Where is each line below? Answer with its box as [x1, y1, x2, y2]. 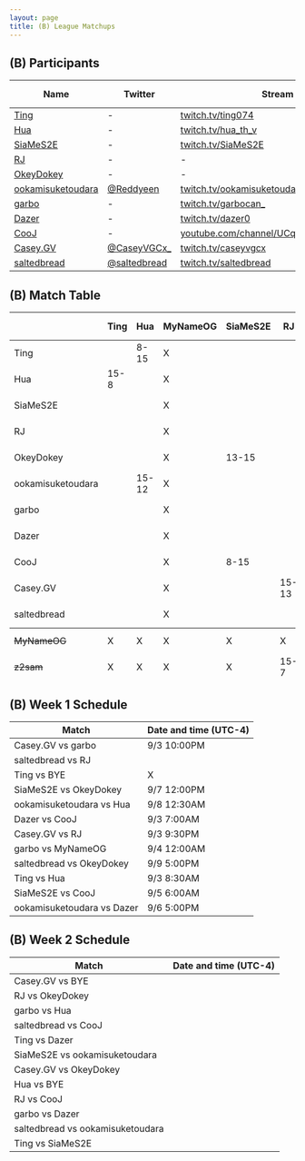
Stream [261, 88, 294, 101]
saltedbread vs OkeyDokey [14, 857, 129, 869]
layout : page [9, 13, 59, 23]
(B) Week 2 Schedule [9, 932, 131, 948]
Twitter [123, 88, 156, 101]
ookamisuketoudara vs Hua [14, 798, 131, 810]
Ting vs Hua [14, 871, 65, 884]
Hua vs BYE [14, 1077, 64, 1090]
